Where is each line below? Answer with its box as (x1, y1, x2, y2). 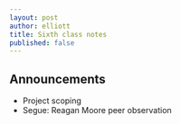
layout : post (9, 13, 59, 22)
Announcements (9, 71, 106, 86)
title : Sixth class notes (9, 30, 107, 39)
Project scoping (22, 95, 81, 106)
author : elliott (9, 22, 71, 31)
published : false (9, 38, 75, 48)
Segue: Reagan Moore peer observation (22, 105, 172, 116)
